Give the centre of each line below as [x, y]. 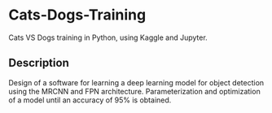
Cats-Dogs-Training [77, 15]
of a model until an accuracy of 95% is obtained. [90, 100]
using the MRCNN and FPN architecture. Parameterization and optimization [134, 91]
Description [39, 63]
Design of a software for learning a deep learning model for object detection [136, 82]
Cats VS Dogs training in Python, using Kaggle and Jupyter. [108, 37]
